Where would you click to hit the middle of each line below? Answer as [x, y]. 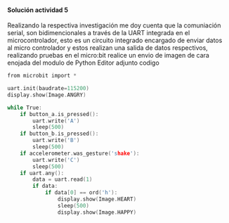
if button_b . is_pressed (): [59, 134]
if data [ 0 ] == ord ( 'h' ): [81, 193]
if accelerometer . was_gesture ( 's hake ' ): [80, 153]
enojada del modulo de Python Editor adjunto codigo [83, 63]
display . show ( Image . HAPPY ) [97, 212]
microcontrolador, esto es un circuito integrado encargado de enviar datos [115, 40]
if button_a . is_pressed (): [59, 114]
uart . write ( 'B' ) [56, 141]
